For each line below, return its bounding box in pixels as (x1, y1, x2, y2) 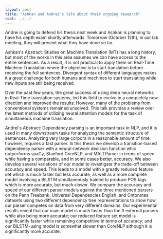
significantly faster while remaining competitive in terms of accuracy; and (5, 218, 152, 224)
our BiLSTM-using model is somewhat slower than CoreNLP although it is (5, 223, 152, 229)
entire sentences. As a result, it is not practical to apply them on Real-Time (5, 59, 154, 66)
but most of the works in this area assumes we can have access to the (5, 55, 146, 60)
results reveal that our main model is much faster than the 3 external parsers (5, 208, 159, 214)
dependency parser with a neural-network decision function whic (5, 146, 136, 151)
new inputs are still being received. (5, 80, 75, 86)
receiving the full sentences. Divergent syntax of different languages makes (5, 70, 157, 76)
